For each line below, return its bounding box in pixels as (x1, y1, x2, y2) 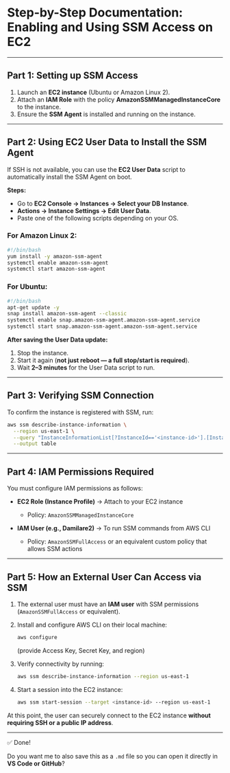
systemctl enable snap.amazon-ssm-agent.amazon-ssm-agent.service (7, 317, 201, 324)
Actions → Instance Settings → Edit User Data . (16, 206, 152, 214)
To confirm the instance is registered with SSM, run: (7, 407, 154, 416)
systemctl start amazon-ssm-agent (7, 266, 106, 273)
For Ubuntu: (7, 282, 48, 291)
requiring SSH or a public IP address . (7, 718, 114, 726)
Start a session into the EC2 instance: (16, 685, 123, 693)
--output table (13, 440, 57, 447)
